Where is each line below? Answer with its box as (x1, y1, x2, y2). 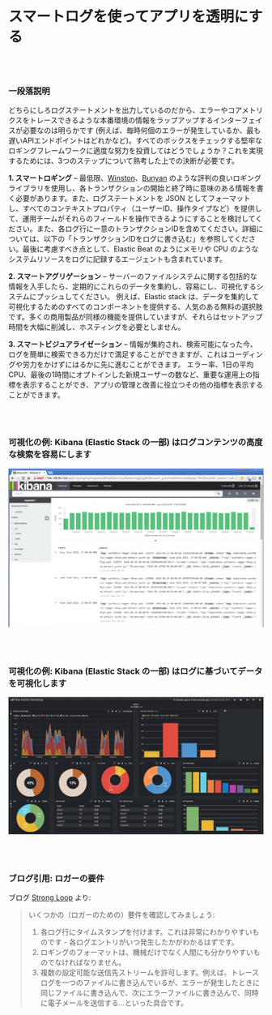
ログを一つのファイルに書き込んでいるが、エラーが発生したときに (40, 978, 261, 987)
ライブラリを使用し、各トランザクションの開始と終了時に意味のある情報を (8, 183, 257, 193)
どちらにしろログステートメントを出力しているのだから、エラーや (8, 105, 228, 115)
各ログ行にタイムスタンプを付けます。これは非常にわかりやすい (40, 927, 253, 937)
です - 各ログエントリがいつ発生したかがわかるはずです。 (47, 937, 239, 947)
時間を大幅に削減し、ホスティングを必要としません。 (8, 322, 185, 332)
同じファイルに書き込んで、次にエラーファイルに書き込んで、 (40, 988, 245, 998)
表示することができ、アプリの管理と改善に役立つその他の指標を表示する (22, 380, 264, 390)
